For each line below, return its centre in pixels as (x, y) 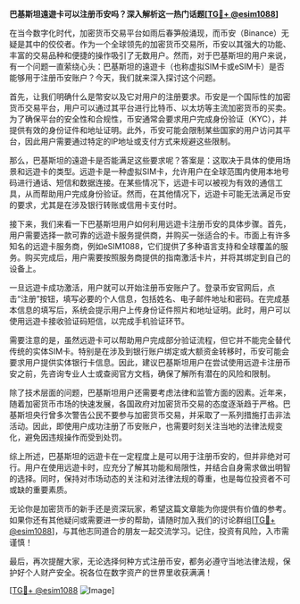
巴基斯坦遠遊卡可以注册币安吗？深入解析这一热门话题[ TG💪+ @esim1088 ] (144, 14)
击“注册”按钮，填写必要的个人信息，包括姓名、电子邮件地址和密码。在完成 (146, 299)
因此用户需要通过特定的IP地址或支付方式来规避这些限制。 (130, 141)
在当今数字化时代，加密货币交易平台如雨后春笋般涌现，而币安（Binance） (146, 33)
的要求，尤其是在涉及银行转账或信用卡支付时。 (95, 205)
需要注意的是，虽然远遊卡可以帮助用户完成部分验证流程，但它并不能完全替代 (150, 340)
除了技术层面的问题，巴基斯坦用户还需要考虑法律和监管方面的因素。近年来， (150, 393)
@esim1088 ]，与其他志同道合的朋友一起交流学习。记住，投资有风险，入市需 (150, 531)
